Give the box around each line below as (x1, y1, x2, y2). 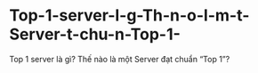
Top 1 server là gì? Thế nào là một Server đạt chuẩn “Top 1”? (9, 53, 230, 64)
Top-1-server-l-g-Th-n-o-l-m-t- (9, 5, 250, 26)
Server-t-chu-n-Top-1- (9, 24, 181, 45)
